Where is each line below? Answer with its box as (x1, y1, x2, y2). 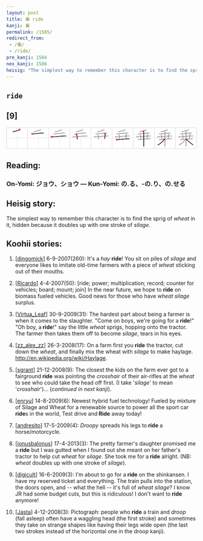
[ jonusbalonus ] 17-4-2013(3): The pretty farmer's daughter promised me (14, 439, 196, 447)
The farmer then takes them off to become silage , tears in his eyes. (14, 330, 182, 337)
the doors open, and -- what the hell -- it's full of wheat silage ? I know (14, 484, 190, 491)
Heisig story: (6, 198, 56, 209)
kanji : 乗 (6, 22, 30, 28)
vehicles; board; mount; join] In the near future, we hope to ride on (14, 286, 181, 293)
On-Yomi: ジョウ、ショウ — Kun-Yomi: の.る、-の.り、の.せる (6, 180, 186, 188)
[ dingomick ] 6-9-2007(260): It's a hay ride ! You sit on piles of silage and (14, 255, 196, 262)
